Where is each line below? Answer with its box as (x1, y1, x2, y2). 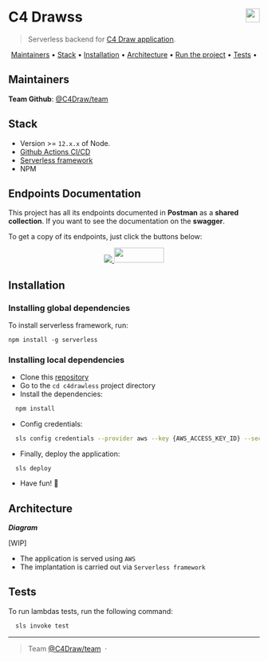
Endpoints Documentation (8, 187, 141, 200)
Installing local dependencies (8, 354, 125, 365)
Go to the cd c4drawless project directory (19, 381, 156, 391)
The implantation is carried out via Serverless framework (19, 562, 206, 572)
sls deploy (15, 465, 52, 473)
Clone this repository (19, 372, 89, 382)
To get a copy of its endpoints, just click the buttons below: (8, 232, 203, 242)
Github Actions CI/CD (19, 147, 91, 156)
